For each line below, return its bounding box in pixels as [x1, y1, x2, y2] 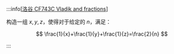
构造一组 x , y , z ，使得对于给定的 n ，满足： [6, 18, 112, 25]
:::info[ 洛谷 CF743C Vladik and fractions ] [6, 5, 109, 12]
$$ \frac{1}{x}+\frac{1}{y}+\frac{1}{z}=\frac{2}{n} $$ [36, 30, 168, 38]
